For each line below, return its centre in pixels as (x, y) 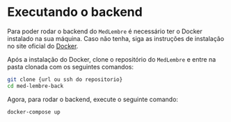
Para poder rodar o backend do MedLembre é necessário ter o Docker (105, 31)
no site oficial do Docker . (43, 46)
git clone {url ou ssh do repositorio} (65, 79)
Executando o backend (75, 12)
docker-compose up (34, 112)
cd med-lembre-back (35, 86)
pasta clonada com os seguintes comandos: (71, 67)
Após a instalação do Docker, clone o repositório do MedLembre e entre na (112, 59)
